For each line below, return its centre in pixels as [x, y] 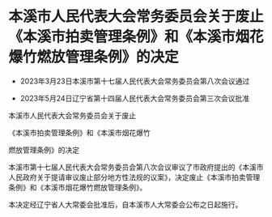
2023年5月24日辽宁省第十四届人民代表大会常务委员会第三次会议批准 [135, 98]
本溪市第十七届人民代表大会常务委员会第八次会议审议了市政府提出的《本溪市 [136, 167]
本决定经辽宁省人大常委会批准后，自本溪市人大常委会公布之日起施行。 [125, 204]
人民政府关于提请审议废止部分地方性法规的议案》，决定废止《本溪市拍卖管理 [134, 177]
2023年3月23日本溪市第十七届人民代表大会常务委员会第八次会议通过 [135, 81]
